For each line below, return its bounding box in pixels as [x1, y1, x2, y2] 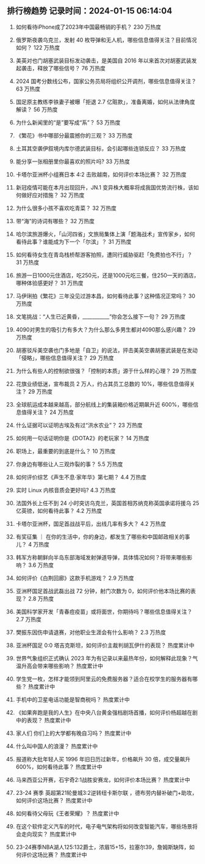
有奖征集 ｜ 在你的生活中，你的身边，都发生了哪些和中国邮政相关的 [15, 533, 185, 540]
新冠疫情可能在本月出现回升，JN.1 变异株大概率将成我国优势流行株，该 [15, 183, 194, 191]
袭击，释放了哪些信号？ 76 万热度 [21, 64, 106, 72]
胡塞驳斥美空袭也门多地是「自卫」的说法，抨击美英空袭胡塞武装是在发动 [15, 346, 198, 353]
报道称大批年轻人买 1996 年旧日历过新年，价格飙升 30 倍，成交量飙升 [15, 755, 191, 762]
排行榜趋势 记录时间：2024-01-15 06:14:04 [7, 6, 173, 17]
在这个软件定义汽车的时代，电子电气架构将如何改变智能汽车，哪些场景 [15, 822, 193, 830]
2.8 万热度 [27, 595, 54, 602]
